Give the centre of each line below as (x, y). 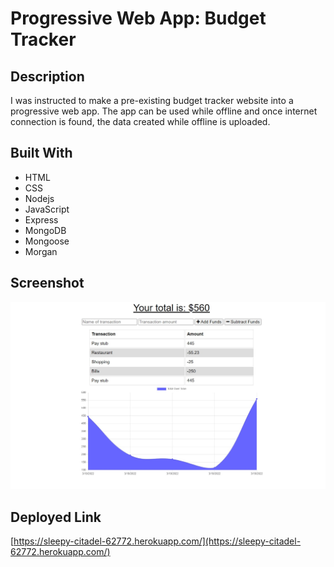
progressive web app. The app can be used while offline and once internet (164, 111)
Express (41, 219)
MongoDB (45, 230)
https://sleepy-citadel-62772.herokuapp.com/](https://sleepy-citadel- (157, 541)
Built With (41, 153)
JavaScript (47, 209)
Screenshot (47, 283)
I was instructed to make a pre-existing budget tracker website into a (152, 100)
